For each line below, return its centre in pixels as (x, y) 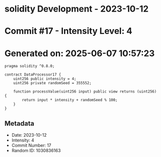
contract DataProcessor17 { (33, 75)
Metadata (19, 123)
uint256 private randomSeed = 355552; (52, 83)
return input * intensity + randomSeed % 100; (70, 100)
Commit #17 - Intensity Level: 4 (68, 31)
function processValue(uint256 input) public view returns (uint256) (85, 92)
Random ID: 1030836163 (36, 151)
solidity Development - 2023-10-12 (77, 9)
